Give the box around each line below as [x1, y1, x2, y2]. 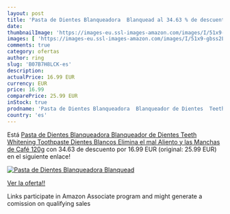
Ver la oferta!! [7, 178, 46, 187]
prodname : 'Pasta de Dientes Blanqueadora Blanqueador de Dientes [7, 105, 204, 112]
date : [7, 23, 23, 29]
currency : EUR [7, 80, 48, 87]
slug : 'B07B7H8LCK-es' [7, 61, 72, 68]
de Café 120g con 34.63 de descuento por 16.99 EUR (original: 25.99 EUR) [7, 145, 217, 153]
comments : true [7, 42, 51, 49]
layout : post [7, 10, 44, 17]
